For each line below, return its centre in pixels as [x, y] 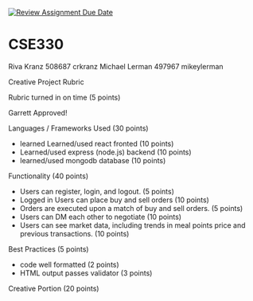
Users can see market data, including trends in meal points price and [132, 225]
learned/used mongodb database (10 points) [93, 160]
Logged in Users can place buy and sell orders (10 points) [114, 200]
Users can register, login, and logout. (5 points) [97, 191]
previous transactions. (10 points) [74, 233]
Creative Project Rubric [47, 82]
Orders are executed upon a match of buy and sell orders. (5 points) [131, 208]
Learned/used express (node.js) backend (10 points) [106, 152]
